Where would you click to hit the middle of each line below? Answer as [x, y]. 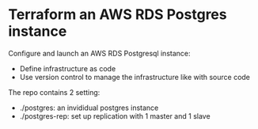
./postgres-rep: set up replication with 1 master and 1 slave [115, 116]
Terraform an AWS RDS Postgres [118, 15]
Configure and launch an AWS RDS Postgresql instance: [100, 53]
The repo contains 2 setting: [54, 92]
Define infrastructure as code [68, 68]
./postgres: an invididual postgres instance [89, 108]
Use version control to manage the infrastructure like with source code [135, 77]
